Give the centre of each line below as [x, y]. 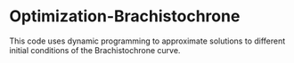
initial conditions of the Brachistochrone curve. [95, 50]
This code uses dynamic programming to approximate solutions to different [147, 41]
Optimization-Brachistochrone [125, 16]
